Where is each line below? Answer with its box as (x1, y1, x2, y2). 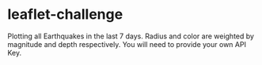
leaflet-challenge (7, 5, 123, 23)
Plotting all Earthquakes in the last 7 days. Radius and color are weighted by (7, 31, 255, 41)
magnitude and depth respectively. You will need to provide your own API (7, 39, 247, 49)
